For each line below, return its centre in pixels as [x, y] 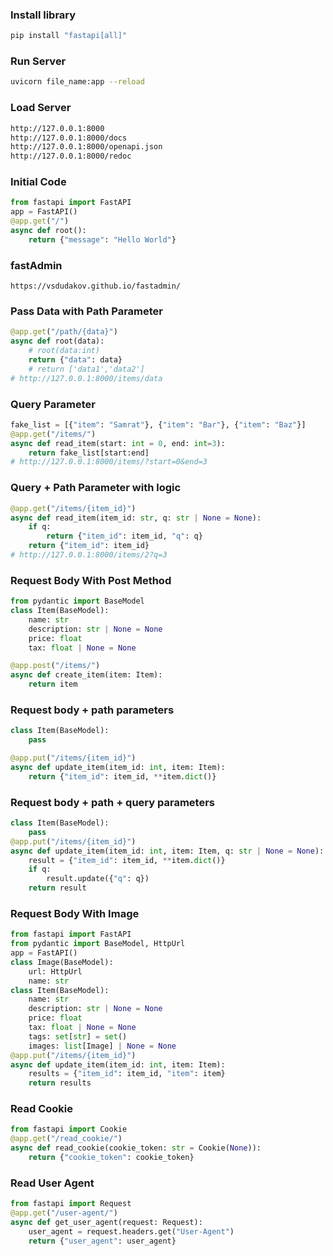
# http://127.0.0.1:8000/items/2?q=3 [89, 555]
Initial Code [38, 182]
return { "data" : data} [75, 360]
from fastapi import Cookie [69, 1129]
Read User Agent [52, 1183]
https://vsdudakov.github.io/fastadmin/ [96, 286]
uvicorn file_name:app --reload [77, 82]
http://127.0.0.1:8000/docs [69, 138]
